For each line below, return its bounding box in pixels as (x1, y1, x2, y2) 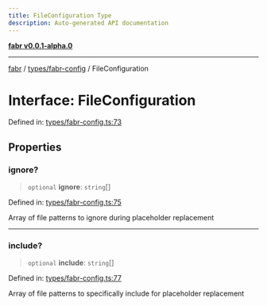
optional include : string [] (27, 258, 114, 268)
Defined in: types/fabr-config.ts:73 (8, 117, 122, 127)
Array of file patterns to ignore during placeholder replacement (8, 213, 215, 223)
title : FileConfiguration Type (8, 11, 112, 20)
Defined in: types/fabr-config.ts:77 (8, 273, 122, 283)
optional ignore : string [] (27, 182, 111, 192)
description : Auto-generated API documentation (8, 19, 169, 27)
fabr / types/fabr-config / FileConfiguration (8, 63, 149, 73)
